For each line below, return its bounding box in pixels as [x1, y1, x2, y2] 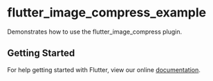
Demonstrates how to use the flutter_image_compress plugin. [7, 27, 183, 36]
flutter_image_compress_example [7, 5, 207, 21]
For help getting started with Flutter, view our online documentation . [7, 65, 201, 73]
